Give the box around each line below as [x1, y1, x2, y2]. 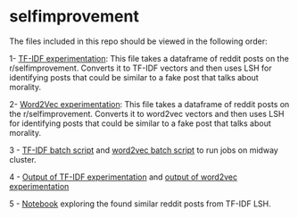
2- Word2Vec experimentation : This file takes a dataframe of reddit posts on [9, 98, 290, 109]
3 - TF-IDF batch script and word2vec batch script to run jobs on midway [9, 145, 278, 155]
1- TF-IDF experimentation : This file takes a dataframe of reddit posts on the [9, 53, 290, 63]
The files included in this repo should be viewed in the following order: [9, 36, 268, 46]
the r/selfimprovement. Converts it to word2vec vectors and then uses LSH [9, 108, 285, 119]
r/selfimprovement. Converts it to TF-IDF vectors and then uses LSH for [9, 63, 272, 73]
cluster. [9, 154, 37, 164]
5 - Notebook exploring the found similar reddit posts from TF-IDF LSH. [9, 198, 272, 209]
